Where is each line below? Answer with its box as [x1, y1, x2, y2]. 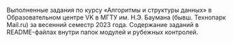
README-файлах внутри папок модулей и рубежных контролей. [6, 28, 199, 36]
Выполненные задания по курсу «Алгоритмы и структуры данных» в [6, 6, 212, 14]
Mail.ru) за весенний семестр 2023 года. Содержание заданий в [6, 21, 200, 28]
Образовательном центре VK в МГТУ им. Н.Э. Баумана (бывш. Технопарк [6, 13, 226, 21]
